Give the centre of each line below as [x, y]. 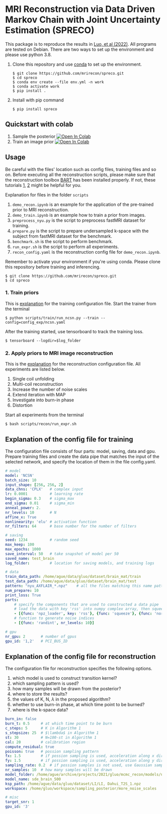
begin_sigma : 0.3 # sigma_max [40, 499]
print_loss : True [23, 595]
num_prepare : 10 [22, 590]
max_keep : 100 [20, 545]
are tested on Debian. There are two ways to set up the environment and [79, 49]
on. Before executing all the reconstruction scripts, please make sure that [80, 175]
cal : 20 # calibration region [45, 742]
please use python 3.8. [29, 54]
